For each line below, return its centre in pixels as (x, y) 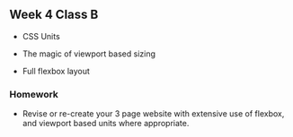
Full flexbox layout (56, 71)
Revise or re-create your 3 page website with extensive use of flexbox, (153, 114)
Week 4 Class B (54, 15)
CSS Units (41, 36)
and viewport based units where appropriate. (106, 124)
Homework (34, 94)
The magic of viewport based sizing (89, 54)
